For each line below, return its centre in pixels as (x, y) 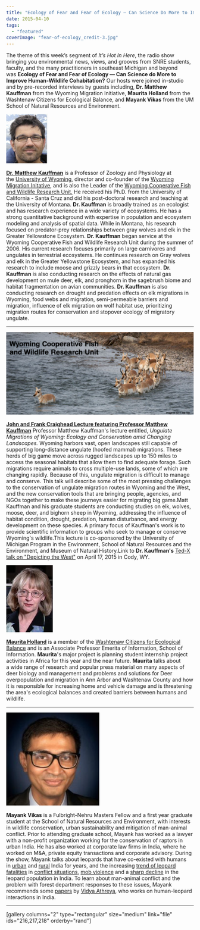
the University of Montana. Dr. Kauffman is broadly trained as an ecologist (98, 205)
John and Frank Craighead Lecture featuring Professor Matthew (87, 424)
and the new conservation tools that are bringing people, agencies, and (94, 493)
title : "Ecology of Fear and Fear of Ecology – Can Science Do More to (97, 12)
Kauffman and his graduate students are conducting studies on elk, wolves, (99, 506)
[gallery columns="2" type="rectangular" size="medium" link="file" (89, 914)
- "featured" (28, 32)
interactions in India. (31, 897)
